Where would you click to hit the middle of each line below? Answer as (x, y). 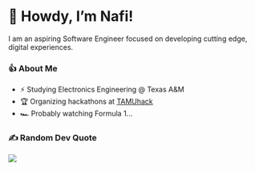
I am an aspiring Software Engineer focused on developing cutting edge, (128, 39)
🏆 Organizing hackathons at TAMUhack (87, 102)
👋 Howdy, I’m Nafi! (71, 16)
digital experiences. (41, 47)
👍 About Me (33, 68)
